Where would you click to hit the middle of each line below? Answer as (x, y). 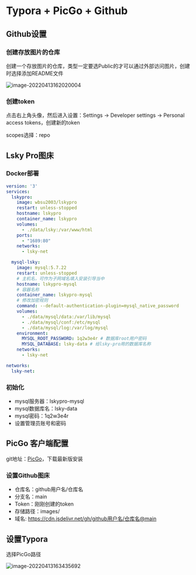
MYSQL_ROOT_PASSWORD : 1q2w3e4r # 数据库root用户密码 (84, 339)
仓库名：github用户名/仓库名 (49, 489)
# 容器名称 (28, 290)
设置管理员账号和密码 (40, 423)
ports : (25, 235)
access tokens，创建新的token (43, 123)
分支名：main (31, 497)
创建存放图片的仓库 (33, 52)
